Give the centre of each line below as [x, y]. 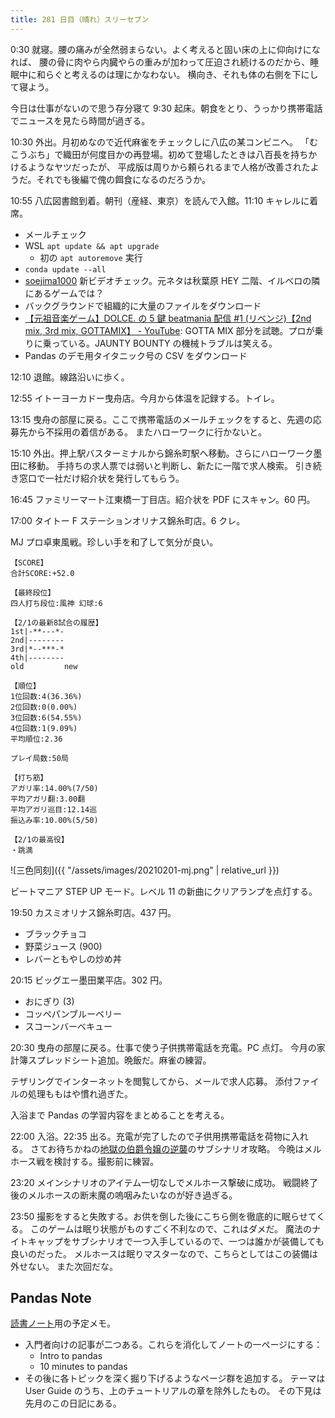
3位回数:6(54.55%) [46, 717]
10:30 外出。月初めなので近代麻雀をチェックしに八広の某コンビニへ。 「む [164, 142]
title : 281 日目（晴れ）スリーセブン [80, 19]
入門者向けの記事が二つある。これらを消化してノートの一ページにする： [173, 1345]
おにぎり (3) [49, 1001]
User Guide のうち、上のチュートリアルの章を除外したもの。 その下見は [173, 1391]
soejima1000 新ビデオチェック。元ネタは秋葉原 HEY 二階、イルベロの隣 [172, 280]
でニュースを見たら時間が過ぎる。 [80, 120]
